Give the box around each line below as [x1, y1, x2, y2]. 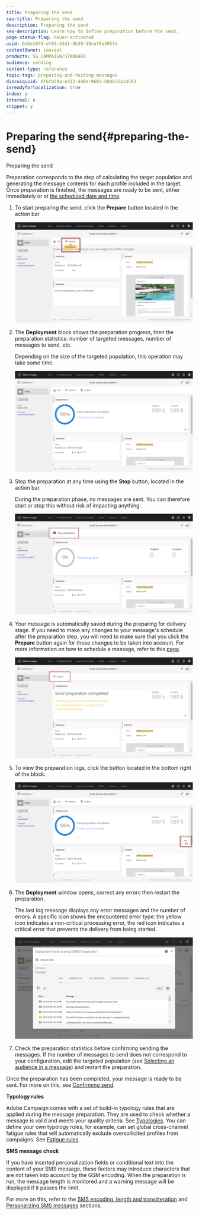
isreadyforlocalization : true [6, 85, 81, 91]
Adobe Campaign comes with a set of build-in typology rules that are [6, 1105, 175, 1112]
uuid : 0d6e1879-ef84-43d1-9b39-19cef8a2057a [6, 41, 118, 47]
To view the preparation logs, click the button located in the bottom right [14, 764, 191, 771]
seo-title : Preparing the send [6, 15, 84, 22]
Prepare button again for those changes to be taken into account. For [14, 639, 185, 646]
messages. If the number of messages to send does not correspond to [14, 1051, 188, 1058]
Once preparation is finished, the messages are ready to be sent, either [6, 186, 180, 193]
